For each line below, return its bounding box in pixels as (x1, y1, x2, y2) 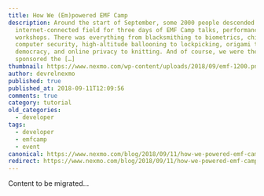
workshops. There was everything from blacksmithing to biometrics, (15, 33, 244, 42)
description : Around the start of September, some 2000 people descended (8, 19, 255, 27)
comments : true (8, 92, 58, 100)
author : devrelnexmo (8, 70, 76, 78)
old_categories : (8, 107, 61, 114)
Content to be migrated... (8, 179, 90, 188)
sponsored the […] (15, 56, 76, 64)
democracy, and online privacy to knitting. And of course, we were (15, 48, 244, 56)
